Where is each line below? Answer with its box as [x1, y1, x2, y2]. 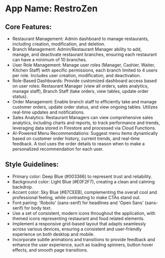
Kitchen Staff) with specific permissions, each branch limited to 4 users [12, 67, 158, 73]
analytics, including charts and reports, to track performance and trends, [12, 120, 160, 126]
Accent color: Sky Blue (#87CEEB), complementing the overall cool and [12, 189, 157, 195]
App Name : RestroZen [5, 3, 98, 14]
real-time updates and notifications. [12, 109, 85, 115]
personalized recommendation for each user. [12, 146, 104, 152]
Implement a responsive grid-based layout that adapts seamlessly [12, 220, 146, 226]
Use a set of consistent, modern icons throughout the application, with [12, 210, 156, 216]
